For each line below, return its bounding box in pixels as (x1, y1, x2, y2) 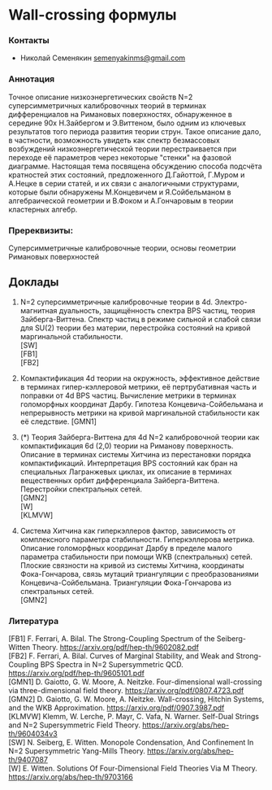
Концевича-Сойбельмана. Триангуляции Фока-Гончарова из (19, 578, 231, 587)
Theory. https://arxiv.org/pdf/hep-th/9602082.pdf (32, 643, 199, 653)
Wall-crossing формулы (8, 6, 177, 24)
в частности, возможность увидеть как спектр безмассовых (8, 135, 221, 145)
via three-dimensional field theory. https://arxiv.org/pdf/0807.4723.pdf (8, 686, 244, 696)
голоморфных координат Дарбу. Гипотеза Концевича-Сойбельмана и (19, 399, 264, 408)
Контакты (8, 35, 50, 46)
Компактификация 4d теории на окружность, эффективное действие (19, 373, 260, 383)
